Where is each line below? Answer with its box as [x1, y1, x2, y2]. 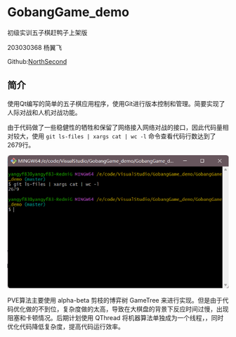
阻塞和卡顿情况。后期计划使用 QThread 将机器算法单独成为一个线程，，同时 [7, 313, 224, 322]
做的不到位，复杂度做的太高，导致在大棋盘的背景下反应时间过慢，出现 [25, 305, 229, 313]
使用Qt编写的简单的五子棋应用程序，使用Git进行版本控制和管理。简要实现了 [7, 99, 225, 107]
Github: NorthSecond [7, 57, 67, 65]
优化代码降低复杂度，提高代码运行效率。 [7, 322, 124, 331]
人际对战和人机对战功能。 [7, 108, 81, 117]
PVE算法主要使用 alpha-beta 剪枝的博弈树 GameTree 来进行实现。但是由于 [7, 296, 223, 304]
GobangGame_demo [7, 4, 130, 20]
